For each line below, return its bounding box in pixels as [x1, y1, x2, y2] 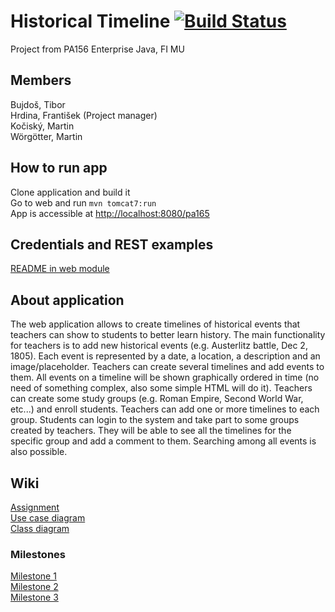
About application [10, 291, 125, 309]
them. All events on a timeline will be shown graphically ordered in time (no [10, 371, 320, 384]
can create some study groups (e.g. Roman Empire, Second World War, [10, 393, 304, 405]
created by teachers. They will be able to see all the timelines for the [10, 425, 292, 437]
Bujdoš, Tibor [10, 98, 66, 110]
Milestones [10, 547, 66, 561]
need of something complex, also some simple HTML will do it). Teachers [10, 382, 313, 394]
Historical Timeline [10, 10, 171, 33]
